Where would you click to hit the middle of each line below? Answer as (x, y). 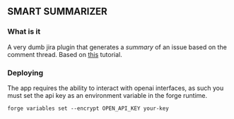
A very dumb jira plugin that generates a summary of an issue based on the (117, 47)
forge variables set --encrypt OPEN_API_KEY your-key (88, 108)
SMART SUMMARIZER (57, 12)
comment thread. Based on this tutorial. (65, 54)
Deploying (25, 73)
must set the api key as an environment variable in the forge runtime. (107, 95)
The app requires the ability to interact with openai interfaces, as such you (116, 88)
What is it (24, 32)
